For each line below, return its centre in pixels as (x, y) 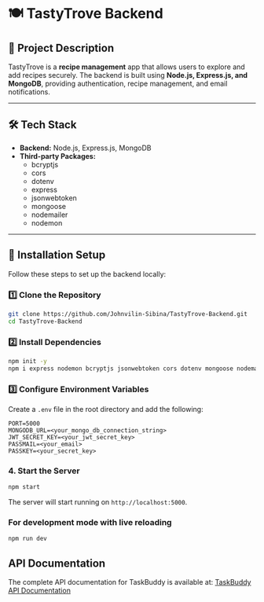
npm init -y (27, 361)
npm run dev (27, 539)
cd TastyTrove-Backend (45, 321)
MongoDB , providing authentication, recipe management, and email (118, 83)
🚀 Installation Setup (57, 255)
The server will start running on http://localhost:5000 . (98, 502)
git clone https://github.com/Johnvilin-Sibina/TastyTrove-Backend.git (128, 314)
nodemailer (49, 215)
